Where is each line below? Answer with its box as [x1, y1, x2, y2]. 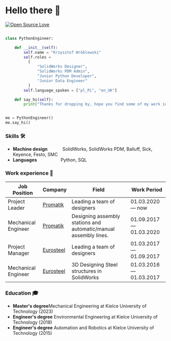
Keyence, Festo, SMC [12, 152, 58, 158]
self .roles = [23, 55, 51, 60]
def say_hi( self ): [14, 97, 53, 102]
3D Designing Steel [71, 261, 118, 268]
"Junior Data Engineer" [37, 78, 88, 83]
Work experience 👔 [5, 169, 53, 177]
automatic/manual [71, 225, 115, 232]
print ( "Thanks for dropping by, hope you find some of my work [23, 102, 160, 107]
